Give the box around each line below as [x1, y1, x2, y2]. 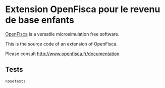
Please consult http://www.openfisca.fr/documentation [5, 51, 120, 57]
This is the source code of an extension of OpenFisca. [5, 40, 118, 47]
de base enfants [5, 14, 75, 26]
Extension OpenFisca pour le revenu [5, 4, 160, 15]
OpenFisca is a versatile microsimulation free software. [5, 31, 120, 37]
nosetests [5, 78, 26, 84]
